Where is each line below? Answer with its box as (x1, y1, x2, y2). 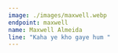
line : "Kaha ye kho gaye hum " (8, 33, 111, 41)
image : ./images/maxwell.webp (8, 11, 108, 19)
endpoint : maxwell (8, 19, 68, 26)
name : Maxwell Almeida (8, 26, 83, 34)
